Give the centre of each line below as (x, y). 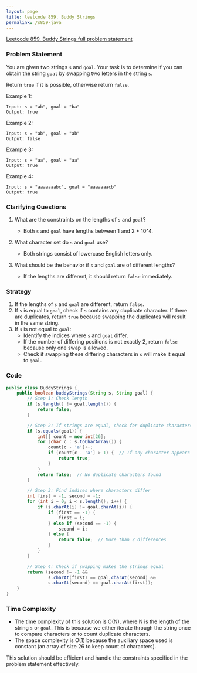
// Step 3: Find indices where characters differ (89, 491)
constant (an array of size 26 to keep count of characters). (85, 647)
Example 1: (19, 96)
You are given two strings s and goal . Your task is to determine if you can (94, 67)
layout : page (22, 11)
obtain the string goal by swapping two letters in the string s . (79, 73)
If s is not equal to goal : (43, 329)
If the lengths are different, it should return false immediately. (98, 276)
